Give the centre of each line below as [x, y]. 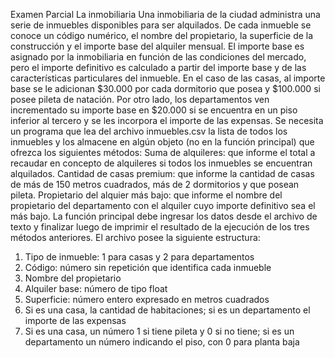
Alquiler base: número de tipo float [96, 288]
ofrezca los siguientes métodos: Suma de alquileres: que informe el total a [163, 152]
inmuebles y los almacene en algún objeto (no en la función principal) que [162, 142]
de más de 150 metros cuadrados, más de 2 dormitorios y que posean [155, 184]
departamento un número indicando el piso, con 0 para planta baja [162, 342]
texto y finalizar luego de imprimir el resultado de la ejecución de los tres [160, 227]
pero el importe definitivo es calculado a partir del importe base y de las [158, 67]
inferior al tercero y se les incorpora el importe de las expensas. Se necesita [167, 120]
